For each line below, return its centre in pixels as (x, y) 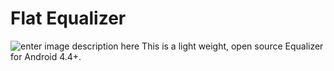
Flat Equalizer (68, 18)
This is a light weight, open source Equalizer (232, 46)
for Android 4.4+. (46, 56)
